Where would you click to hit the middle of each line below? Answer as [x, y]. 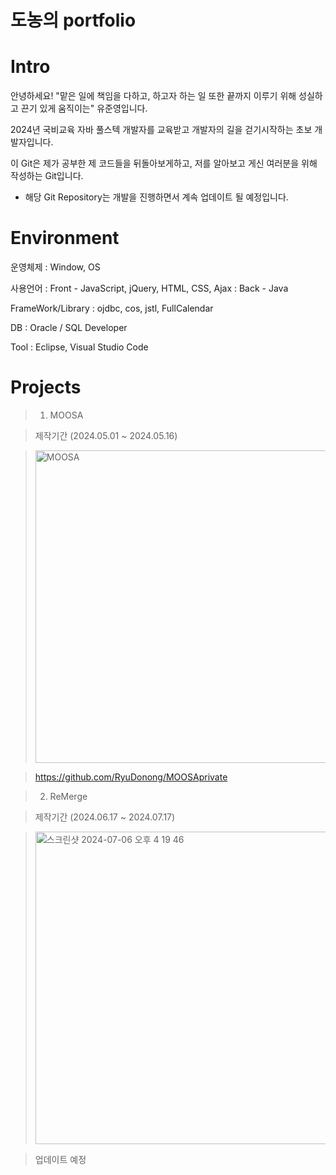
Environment [65, 238]
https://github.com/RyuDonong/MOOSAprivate [131, 777]
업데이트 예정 [60, 1159]
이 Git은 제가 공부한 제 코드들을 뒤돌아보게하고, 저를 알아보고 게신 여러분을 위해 [164, 163]
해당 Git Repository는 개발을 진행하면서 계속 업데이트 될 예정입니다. [156, 197]
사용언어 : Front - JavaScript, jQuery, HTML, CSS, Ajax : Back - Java [149, 288]
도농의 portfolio [73, 20]
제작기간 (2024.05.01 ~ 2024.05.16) [106, 435]
